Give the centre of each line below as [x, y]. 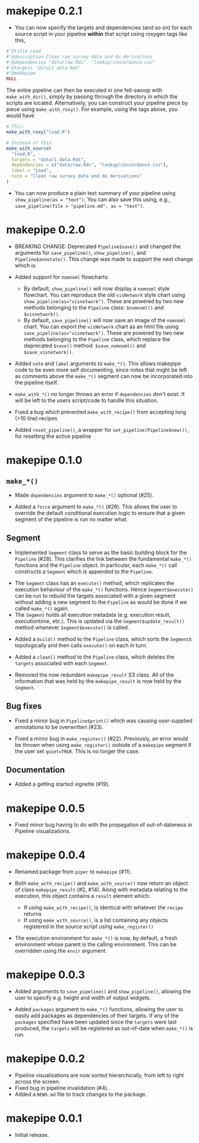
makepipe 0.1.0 [44, 460]
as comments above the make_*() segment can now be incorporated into [104, 376]
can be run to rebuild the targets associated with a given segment [95, 595]
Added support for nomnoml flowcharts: [62, 277]
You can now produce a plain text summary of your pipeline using [95, 193]
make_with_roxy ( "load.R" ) [38, 132]
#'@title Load [24, 51]
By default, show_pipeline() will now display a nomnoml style [97, 288]
